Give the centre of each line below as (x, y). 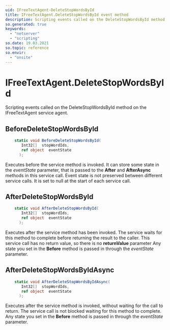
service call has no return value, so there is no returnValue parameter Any (83, 243)
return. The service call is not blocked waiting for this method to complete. (83, 311)
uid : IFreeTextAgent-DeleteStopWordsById (50, 10)
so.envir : (16, 52)
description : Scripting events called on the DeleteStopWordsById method (85, 19)
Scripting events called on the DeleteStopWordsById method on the (76, 107)
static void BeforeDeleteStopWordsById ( (58, 141)
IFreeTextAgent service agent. (37, 113)
